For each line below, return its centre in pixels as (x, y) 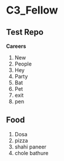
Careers (16, 46)
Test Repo (25, 32)
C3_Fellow (32, 10)
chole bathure (31, 153)
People (23, 64)
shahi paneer (31, 147)
